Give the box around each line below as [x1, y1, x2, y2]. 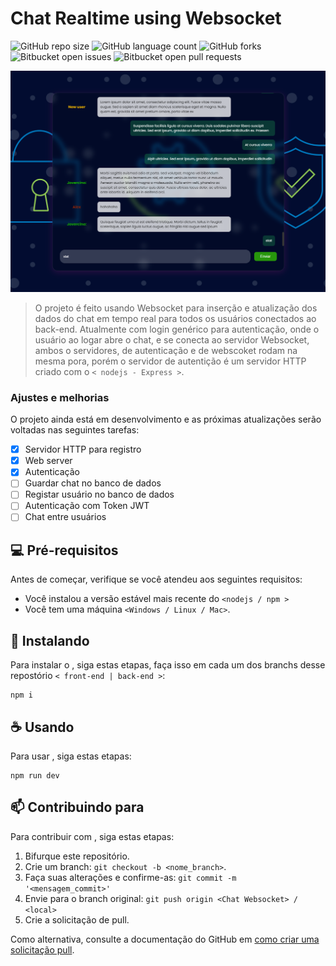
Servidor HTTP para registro [24, 443, 142, 456]
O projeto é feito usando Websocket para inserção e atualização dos [34, 302, 318, 314]
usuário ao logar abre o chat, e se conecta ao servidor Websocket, [34, 333, 310, 346]
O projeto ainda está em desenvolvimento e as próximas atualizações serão [10, 413, 322, 426]
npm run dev [10, 770, 60, 781]
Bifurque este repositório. [24, 850, 130, 862]
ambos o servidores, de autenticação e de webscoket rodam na [34, 344, 298, 356]
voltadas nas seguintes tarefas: [10, 424, 140, 436]
